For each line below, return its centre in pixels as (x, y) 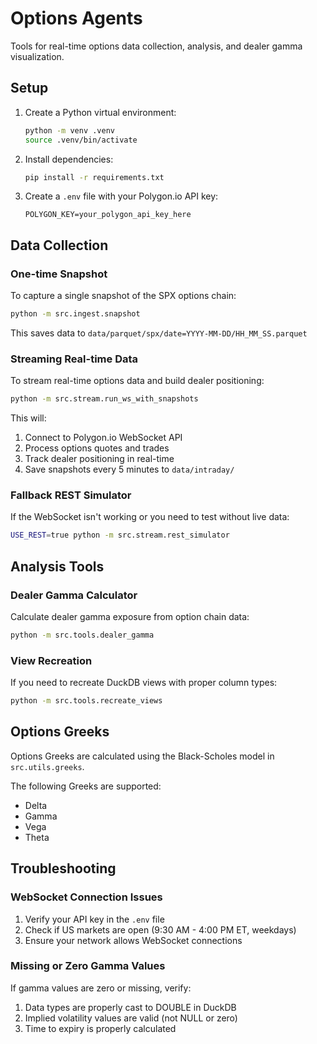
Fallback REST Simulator (71, 495)
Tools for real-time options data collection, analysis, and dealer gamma (156, 46)
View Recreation (51, 660)
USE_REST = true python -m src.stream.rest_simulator (120, 535)
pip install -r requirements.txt (94, 177)
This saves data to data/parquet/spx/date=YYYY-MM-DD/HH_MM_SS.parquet (159, 333)
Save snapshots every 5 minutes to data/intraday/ (129, 469)
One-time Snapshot (59, 274)
